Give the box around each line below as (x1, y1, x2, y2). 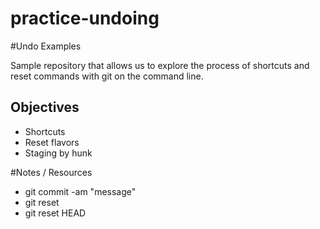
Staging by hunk (24, 147, 93, 159)
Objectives (10, 99, 80, 116)
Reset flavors (24, 136, 80, 148)
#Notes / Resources (10, 166, 93, 178)
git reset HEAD (24, 207, 87, 219)
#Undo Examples (10, 40, 82, 52)
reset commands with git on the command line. (10, 70, 204, 82)
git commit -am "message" (24, 185, 137, 197)
